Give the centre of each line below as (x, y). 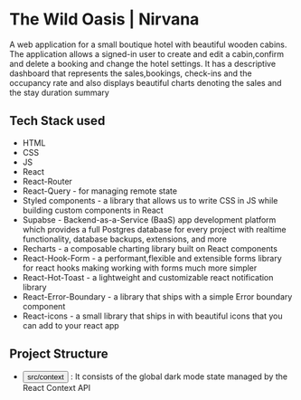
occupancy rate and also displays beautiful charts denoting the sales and (146, 82)
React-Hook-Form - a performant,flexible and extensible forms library (152, 258)
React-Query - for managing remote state (100, 191)
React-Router (47, 181)
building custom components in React (93, 210)
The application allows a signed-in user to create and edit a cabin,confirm (147, 53)
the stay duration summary (60, 92)
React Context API (56, 387)
